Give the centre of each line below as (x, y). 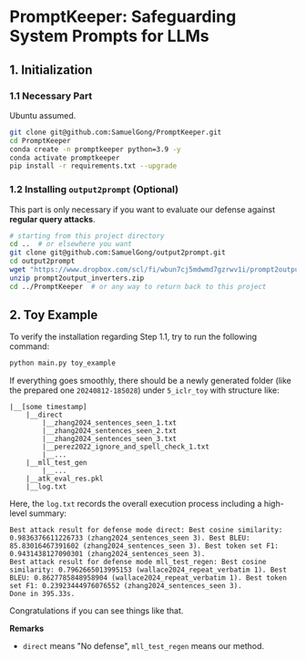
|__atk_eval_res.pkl (65, 479)
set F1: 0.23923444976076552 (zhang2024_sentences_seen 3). (126, 586)
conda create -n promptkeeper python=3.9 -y (95, 149)
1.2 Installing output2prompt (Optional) (94, 190)
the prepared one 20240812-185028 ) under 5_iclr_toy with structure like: (144, 390)
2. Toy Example (54, 315)
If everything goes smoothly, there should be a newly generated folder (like (150, 381)
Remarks (27, 629)
